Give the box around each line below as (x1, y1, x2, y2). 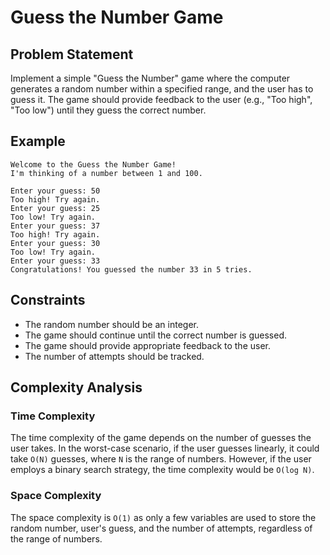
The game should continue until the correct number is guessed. (24, 329, 287, 341)
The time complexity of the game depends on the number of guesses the (10, 432, 312, 444)
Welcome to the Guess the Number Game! (10, 159, 177, 170)
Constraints (10, 292, 86, 309)
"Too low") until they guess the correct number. (10, 104, 207, 116)
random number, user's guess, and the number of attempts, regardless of (10, 522, 313, 534)
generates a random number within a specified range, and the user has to (10, 83, 314, 95)
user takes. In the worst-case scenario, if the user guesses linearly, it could (10, 442, 320, 455)
